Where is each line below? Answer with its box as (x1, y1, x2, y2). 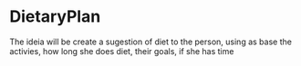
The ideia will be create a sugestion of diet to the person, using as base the (9, 36, 292, 47)
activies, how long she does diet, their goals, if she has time (9, 45, 234, 56)
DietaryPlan (9, 6, 101, 27)
